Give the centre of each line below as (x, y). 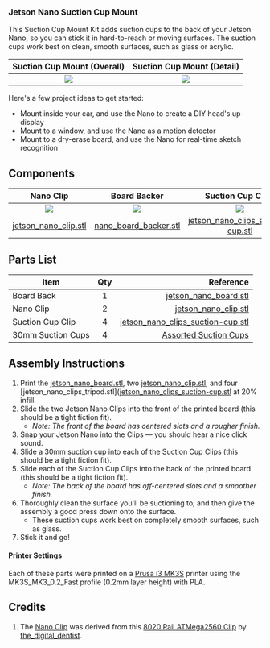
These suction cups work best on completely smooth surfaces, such (145, 520)
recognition (39, 148)
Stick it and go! (45, 537)
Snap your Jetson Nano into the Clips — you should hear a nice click (133, 434)
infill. (28, 400)
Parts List (33, 259)
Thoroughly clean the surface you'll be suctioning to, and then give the (137, 503)
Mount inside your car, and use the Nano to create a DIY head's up (130, 114)
